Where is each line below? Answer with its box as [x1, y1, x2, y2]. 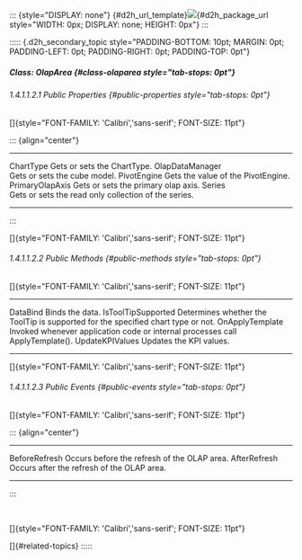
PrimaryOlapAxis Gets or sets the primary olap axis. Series [9, 180, 226, 191]
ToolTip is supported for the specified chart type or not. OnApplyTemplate [9, 316, 284, 327]
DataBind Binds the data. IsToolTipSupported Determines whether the [9, 307, 267, 317]
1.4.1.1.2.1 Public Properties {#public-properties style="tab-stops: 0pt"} [9, 89, 271, 100]
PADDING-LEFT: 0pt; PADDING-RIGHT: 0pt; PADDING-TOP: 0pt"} [9, 46, 250, 57]
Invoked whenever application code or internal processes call [9, 325, 237, 336]
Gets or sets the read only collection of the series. [9, 189, 195, 200]
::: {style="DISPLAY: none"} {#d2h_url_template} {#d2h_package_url [9, 10, 269, 20]
